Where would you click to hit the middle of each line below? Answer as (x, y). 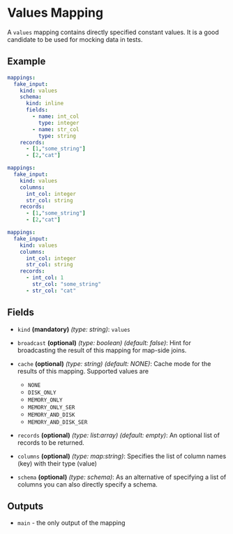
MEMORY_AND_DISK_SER (58, 422)
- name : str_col (56, 129)
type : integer (59, 123)
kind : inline (45, 104)
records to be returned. (51, 442)
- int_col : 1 (45, 278)
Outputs (25, 506)
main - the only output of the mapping (71, 523)
